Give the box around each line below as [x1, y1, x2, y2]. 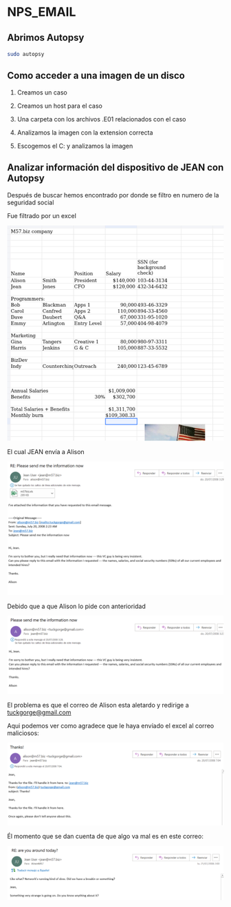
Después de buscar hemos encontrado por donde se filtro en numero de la [7, 191, 219, 199]
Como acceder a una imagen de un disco [7, 70, 186, 81]
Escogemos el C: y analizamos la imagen [16, 142, 133, 150]
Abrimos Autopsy [7, 32, 85, 43]
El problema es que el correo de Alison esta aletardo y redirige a [7, 701, 189, 709]
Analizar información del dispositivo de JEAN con [7, 162, 224, 173]
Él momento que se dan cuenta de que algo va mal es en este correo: [7, 832, 204, 841]
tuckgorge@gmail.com [7, 708, 71, 716]
